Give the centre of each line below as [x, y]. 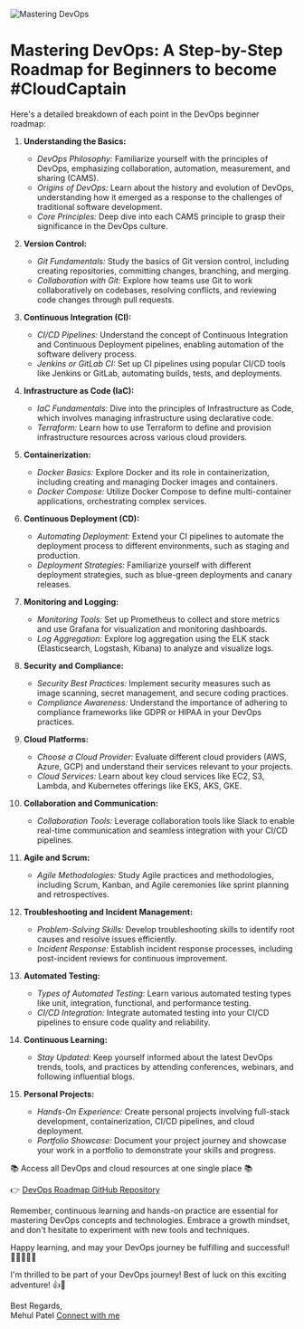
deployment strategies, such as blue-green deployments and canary [165, 574]
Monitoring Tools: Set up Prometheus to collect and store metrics [158, 619]
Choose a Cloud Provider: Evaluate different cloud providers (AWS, [162, 757]
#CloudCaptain [69, 89]
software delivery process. [86, 354]
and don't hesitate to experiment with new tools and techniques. [130, 1229]
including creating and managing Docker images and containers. [157, 482]
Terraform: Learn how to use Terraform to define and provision [154, 427]
